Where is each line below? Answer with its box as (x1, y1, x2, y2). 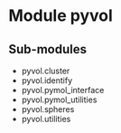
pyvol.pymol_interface (21, 85, 105, 95)
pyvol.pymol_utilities (21, 94, 98, 105)
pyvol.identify (21, 75, 73, 86)
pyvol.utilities (21, 114, 71, 124)
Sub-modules (8, 42, 88, 57)
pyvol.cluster (21, 65, 70, 76)
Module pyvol (8, 5, 114, 26)
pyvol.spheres (21, 104, 75, 114)
